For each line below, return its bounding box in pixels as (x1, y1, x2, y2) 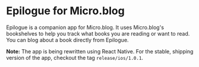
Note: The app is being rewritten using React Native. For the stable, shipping (6, 47, 194, 55)
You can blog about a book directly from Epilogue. (6, 36, 129, 43)
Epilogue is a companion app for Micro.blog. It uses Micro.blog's (6, 24, 165, 31)
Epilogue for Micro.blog (6, 4, 125, 18)
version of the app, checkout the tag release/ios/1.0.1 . (6, 54, 144, 61)
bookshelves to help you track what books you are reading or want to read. (6, 30, 190, 37)
